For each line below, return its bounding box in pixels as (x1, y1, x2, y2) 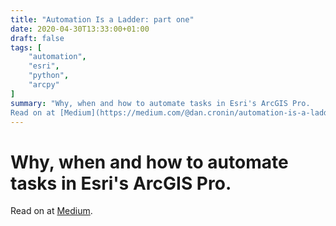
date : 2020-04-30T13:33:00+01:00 (10, 24, 150, 34)
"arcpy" (28, 80, 60, 90)
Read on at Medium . (10, 205, 93, 217)
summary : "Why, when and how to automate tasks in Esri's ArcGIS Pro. (10, 98, 311, 108)
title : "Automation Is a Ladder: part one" (10, 14, 195, 25)
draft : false (10, 33, 65, 43)
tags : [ (10, 42, 43, 53)
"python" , (28, 71, 70, 81)
